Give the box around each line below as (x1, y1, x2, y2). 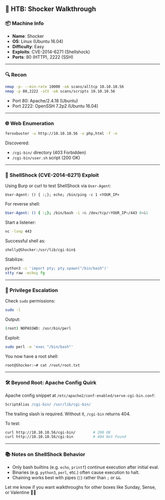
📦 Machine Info (5, 20, 44, 27)
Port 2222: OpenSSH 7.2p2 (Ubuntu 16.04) (12, 103, 99, 109)
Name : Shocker (12, 33, 44, 39)
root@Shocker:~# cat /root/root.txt (5, 363, 80, 367)
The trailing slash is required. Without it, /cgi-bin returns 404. (5, 411, 131, 417)
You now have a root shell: (5, 353, 59, 359)
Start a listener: (5, 220, 36, 226)
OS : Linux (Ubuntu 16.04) (12, 38, 64, 44)
